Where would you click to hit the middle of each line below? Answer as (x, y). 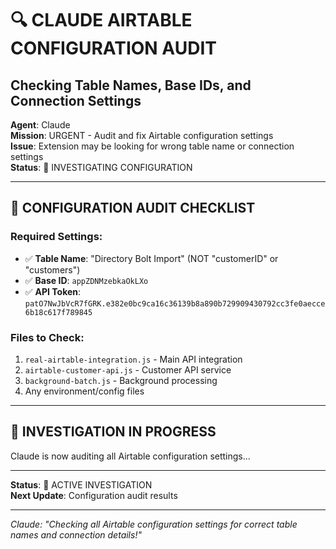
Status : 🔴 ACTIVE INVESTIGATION (81, 484)
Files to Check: (47, 337)
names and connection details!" (76, 534)
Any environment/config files (84, 391)
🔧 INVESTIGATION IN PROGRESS (113, 432)
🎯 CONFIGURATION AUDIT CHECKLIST (133, 208)
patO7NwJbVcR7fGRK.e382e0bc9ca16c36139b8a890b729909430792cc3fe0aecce (175, 303)
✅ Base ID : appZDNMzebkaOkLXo (86, 280)
